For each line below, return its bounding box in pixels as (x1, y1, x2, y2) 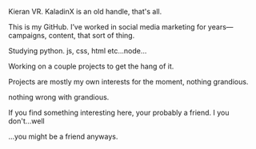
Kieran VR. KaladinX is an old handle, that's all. (8, 7, 162, 16)
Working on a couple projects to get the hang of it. (8, 61, 174, 71)
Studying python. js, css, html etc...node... (8, 46, 147, 55)
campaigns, (8, 31, 47, 40)
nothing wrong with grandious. (8, 92, 110, 102)
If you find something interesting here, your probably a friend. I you (8, 108, 230, 117)
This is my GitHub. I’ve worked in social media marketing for (8, 22, 206, 31)
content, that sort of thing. (48, 31, 135, 40)
